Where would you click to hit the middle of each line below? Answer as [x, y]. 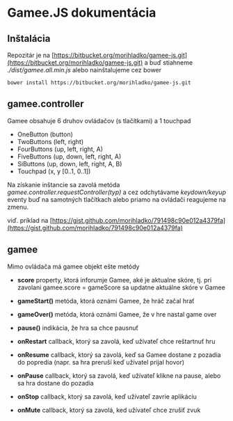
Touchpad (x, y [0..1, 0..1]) [54, 171]
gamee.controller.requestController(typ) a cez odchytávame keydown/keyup [116, 192]
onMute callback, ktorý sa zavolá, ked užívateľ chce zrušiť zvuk [109, 410]
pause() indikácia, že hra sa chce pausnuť [78, 328]
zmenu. [18, 207]
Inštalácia [29, 39]
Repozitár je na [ [31, 55]
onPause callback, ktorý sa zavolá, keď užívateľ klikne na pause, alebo [119, 375]
